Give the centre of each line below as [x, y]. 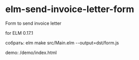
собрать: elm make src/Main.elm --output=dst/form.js [62, 43]
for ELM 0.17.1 [19, 33]
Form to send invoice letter [33, 23]
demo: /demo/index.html [31, 52]
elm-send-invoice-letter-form [70, 9]
